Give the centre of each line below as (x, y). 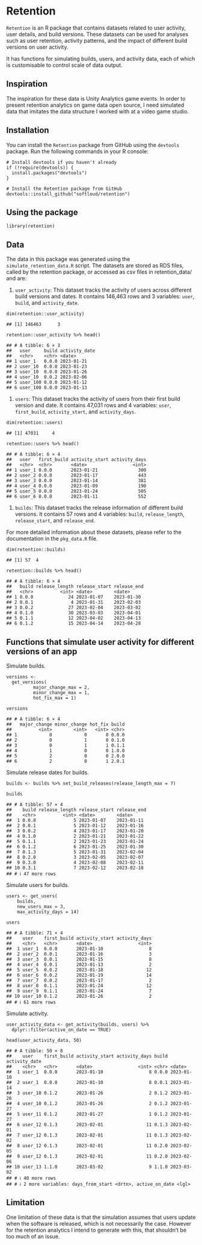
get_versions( (29, 682)
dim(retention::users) (35, 423)
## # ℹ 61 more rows (31, 1002)
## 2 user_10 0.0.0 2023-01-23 (47, 367)
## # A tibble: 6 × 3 (33, 346)
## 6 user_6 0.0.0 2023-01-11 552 (76, 497)
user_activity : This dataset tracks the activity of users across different (103, 290)
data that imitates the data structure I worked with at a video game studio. (98, 111)
